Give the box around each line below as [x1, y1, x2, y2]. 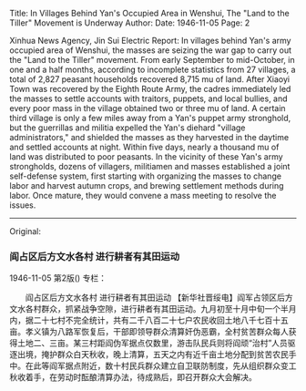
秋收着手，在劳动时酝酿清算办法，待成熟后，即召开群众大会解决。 [9, 372, 257, 383]
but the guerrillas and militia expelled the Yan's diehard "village [9, 122, 246, 133]
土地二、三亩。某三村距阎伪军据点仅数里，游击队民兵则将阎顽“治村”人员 [16, 337, 289, 349]
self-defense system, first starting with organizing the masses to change [9, 170, 282, 181]
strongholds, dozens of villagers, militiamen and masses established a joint [9, 161, 291, 171]
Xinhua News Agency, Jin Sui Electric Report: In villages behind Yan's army [9, 36, 291, 46]
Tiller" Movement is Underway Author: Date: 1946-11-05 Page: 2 [9, 17, 250, 28]
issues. [9, 200, 36, 211]
